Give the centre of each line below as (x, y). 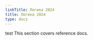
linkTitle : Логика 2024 (30, 10)
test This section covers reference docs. (47, 33)
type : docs (16, 19)
